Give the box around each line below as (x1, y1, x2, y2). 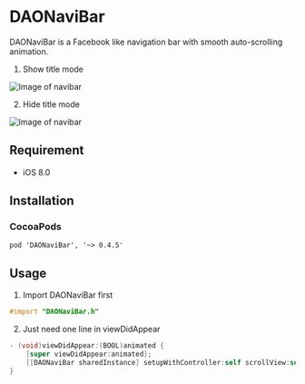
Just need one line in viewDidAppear (22, 324, 161, 335)
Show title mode (22, 64, 84, 74)
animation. (9, 45, 49, 56)
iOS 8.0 (22, 166, 51, 178)
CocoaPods (9, 221, 62, 233)
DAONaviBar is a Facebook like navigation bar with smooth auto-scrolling (9, 36, 283, 47)
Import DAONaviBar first (22, 290, 113, 300)
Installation (9, 193, 74, 209)
